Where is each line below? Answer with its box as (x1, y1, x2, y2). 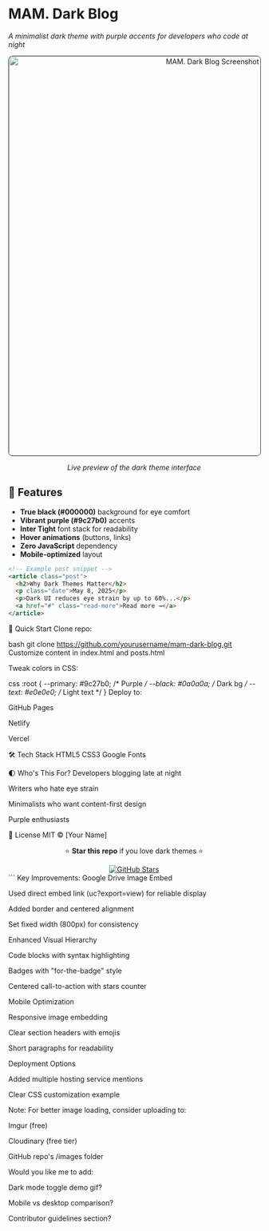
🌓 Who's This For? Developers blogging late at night (8, 768, 182, 777)
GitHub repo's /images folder (8, 1151, 104, 1161)
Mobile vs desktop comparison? (8, 1197, 114, 1207)
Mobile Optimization (8, 996, 74, 1007)
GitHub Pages (8, 702, 54, 712)
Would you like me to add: (8, 1167, 94, 1177)
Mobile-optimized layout (19, 549, 103, 559)
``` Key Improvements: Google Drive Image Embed (8, 872, 173, 883)
